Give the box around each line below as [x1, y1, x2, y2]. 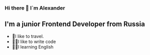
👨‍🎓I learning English [12, 43, 54, 49]
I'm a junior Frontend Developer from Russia [5, 20, 145, 28]
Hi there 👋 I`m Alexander [5, 4, 66, 11]
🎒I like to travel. [12, 33, 44, 39]
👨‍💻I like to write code [12, 38, 56, 44]
